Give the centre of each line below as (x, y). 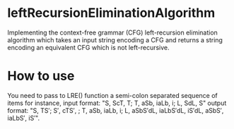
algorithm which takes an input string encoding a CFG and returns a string (115, 39)
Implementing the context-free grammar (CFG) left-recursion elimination (112, 32)
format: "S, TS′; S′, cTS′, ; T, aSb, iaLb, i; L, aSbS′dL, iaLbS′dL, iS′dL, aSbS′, (116, 110)
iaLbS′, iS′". (24, 118)
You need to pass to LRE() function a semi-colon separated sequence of (112, 95)
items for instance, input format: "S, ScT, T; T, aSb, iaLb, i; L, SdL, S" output (117, 103)
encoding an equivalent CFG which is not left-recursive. (88, 47)
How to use (41, 76)
